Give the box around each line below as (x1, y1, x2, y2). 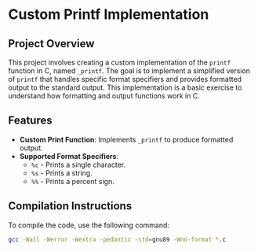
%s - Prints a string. (31, 168, 93, 178)
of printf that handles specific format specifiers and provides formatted (8, 75, 242, 83)
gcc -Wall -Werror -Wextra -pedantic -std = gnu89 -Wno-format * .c (8, 235, 227, 243)
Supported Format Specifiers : (19, 151, 119, 161)
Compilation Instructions (8, 199, 133, 213)
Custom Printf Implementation (8, 6, 209, 24)
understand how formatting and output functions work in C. (8, 91, 200, 100)
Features (8, 114, 53, 127)
